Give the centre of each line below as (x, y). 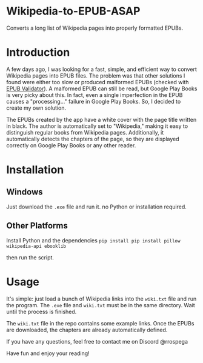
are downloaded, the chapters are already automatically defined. (87, 330)
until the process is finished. (42, 311)
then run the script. (30, 257)
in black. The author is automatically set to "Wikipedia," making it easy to (97, 126)
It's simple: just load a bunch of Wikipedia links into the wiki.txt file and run (101, 299)
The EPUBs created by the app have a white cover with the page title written (101, 119)
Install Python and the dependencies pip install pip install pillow (93, 240)
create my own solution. (36, 108)
